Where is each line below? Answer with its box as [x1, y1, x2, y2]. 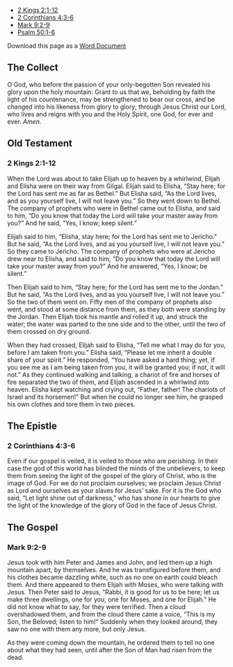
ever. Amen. [7, 117, 42, 125]
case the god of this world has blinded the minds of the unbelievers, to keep [7, 464, 225, 473]
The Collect [7, 62, 58, 74]
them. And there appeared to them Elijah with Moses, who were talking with [7, 580, 224, 588]
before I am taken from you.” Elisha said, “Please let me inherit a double [7, 348, 212, 356]
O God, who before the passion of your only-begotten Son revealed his [7, 80, 211, 89]
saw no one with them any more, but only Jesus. [7, 624, 146, 633]
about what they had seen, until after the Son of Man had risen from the [7, 645, 212, 654]
